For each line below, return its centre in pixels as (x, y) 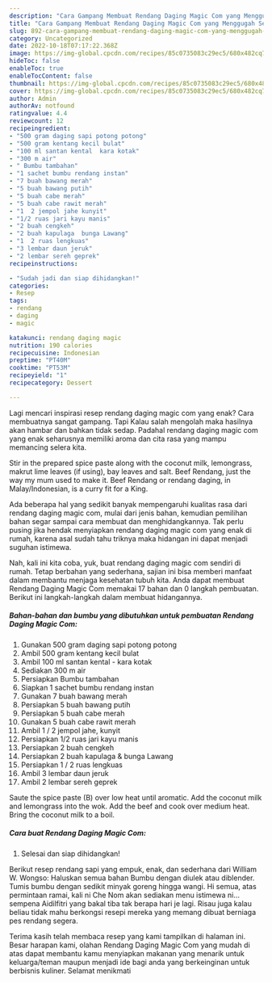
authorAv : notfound (42, 106)
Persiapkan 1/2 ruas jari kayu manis (80, 739)
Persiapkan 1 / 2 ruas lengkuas (72, 765)
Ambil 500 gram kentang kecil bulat (80, 653)
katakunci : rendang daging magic (65, 338)
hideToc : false (35, 61)
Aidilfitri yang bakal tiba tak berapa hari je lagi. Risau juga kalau (147, 903)
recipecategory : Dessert (51, 383)
